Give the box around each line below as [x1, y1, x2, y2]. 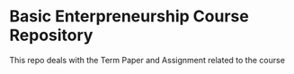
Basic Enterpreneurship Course [9, 6, 249, 27]
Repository [9, 25, 94, 45]
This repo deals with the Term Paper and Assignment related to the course [9, 54, 286, 65]
